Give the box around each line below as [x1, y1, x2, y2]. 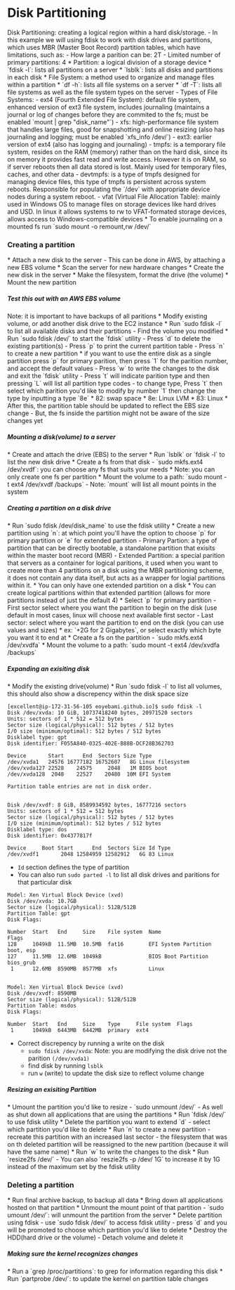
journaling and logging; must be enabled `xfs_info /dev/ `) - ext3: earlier [7, 132, 213, 141]
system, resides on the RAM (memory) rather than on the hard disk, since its [7, 148, 228, 156]
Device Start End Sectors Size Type [7, 752, 152, 760]
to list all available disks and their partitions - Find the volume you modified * [7, 327, 229, 335]
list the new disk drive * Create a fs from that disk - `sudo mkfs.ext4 [7, 458, 203, 467]
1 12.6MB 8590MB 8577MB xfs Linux [10, 965, 165, 972]
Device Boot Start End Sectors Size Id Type [7, 845, 171, 852]
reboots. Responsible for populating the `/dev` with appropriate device [7, 185, 210, 193]
